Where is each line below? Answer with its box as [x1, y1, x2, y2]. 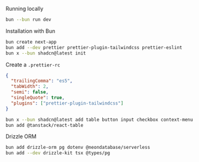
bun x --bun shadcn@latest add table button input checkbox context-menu [5, 117, 194, 123]
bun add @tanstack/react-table [5, 122, 84, 128]
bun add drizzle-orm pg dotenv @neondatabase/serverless [5, 145, 151, 151]
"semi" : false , [11, 89, 49, 95]
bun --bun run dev [5, 17, 51, 23]
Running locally [5, 5, 44, 12]
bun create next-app [5, 39, 57, 45]
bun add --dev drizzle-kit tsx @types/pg [5, 150, 111, 156]
